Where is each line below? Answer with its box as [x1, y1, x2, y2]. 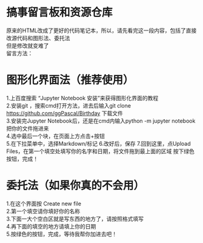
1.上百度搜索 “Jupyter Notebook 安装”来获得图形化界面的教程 [6, 94, 159, 101]
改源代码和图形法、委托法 [6, 34, 70, 41]
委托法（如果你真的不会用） [6, 179, 145, 193]
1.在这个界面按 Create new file [6, 200, 82, 207]
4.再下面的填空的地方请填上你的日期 [6, 222, 96, 230]
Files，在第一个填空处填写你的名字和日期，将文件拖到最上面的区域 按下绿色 [6, 147, 195, 155]
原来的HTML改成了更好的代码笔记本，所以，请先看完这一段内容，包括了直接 [6, 27, 197, 34]
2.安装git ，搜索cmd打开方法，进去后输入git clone [6, 101, 131, 109]
